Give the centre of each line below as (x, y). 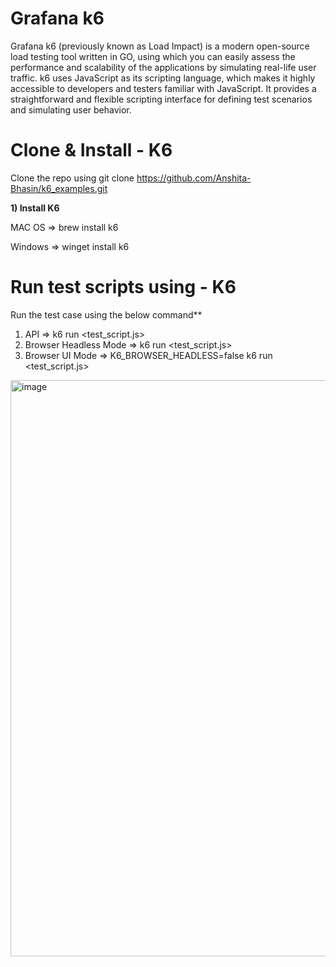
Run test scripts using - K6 (123, 287)
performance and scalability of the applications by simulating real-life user (163, 67)
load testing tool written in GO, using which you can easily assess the (153, 56)
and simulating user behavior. (71, 109)
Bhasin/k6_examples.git (59, 188)
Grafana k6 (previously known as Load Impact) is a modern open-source (160, 46)
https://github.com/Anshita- (194, 178)
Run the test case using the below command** (106, 314)
